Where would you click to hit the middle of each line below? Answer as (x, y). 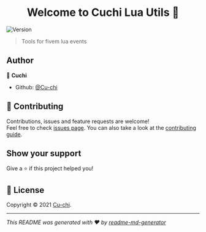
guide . (14, 134)
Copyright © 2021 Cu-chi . (39, 205)
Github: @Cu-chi (36, 87)
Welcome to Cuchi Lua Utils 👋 (103, 13)
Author (20, 61)
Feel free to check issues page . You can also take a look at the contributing (101, 127)
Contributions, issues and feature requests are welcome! (78, 121)
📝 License (25, 190)
